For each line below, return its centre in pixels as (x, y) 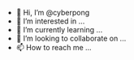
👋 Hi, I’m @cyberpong (53, 13)
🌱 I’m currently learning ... (59, 30)
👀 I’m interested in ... (50, 21)
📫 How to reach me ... (54, 47)
